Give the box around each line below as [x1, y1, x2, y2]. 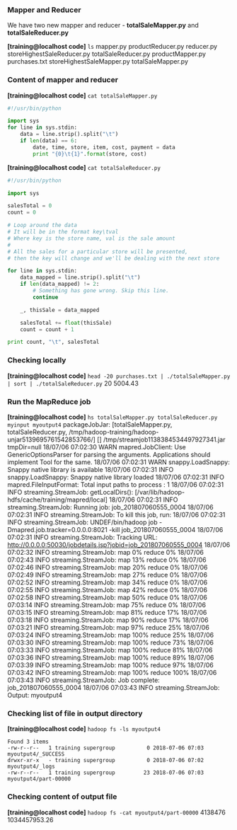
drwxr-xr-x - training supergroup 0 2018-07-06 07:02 [7, 757, 204, 764]
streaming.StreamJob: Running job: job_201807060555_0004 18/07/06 [7, 502, 214, 511]
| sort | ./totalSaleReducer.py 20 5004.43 [7, 379, 139, 387]
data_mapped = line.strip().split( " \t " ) [20, 274, 141, 281]
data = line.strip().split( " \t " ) [20, 131, 119, 138]
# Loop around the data [7, 221, 78, 229]
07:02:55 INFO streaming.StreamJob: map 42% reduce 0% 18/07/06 [7, 585, 207, 594]
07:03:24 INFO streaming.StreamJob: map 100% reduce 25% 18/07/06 [7, 630, 214, 639]
